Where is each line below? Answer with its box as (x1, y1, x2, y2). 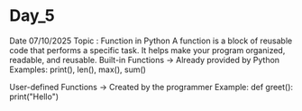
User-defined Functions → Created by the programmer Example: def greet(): (9, 81, 294, 92)
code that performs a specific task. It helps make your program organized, (9, 44, 286, 55)
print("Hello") (9, 91, 59, 102)
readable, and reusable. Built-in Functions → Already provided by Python (9, 54, 280, 65)
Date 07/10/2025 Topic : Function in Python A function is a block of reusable (9, 35, 293, 46)
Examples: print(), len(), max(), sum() (9, 64, 147, 75)
